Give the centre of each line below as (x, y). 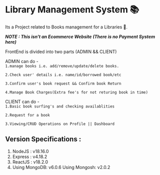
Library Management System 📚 (72, 10)
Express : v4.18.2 (30, 156)
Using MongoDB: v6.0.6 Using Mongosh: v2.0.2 (61, 167)
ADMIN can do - (22, 61)
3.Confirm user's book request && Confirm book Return (63, 83)
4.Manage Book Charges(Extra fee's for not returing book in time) (77, 92)
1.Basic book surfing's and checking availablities (60, 106)
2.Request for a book (28, 115)
